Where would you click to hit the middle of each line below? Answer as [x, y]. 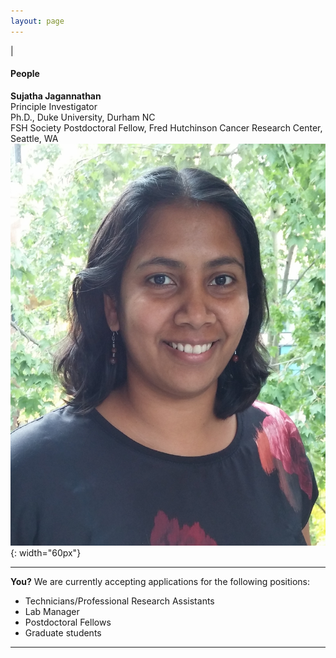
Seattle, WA [34, 138]
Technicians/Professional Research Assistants [119, 601]
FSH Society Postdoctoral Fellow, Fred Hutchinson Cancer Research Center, [166, 127]
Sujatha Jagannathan [56, 96]
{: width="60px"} [46, 553]
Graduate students [63, 633]
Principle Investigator [54, 106]
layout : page [37, 21]
